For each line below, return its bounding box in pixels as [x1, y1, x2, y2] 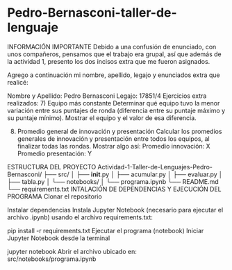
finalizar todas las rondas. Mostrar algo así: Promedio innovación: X [17, 142, 210, 150]
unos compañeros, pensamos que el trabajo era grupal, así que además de [7, 50, 222, 58]
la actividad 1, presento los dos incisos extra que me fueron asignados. [7, 57, 210, 65]
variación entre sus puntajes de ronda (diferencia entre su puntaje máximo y [7, 106, 226, 115]
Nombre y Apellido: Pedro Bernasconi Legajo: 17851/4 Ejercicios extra [7, 92, 207, 100]
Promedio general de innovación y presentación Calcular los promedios [17, 127, 222, 135]
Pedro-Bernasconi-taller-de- [7, 5, 177, 21]
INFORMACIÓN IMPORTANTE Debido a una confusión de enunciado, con [7, 42, 217, 51]
